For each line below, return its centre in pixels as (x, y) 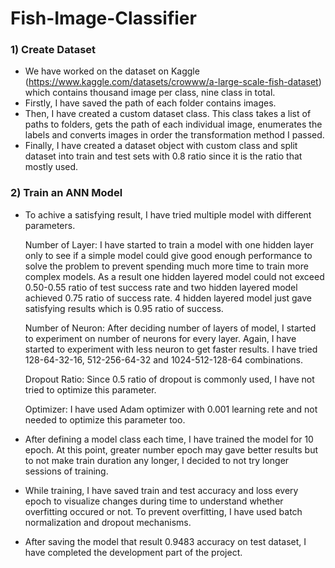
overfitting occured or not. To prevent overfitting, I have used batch (163, 511)
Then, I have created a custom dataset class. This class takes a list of (168, 114)
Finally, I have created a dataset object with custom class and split (161, 146)
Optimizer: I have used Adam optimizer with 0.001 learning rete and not (171, 409)
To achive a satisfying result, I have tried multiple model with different (168, 214)
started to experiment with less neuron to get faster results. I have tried (171, 349)
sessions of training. (66, 471)
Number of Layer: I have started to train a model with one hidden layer (169, 244)
